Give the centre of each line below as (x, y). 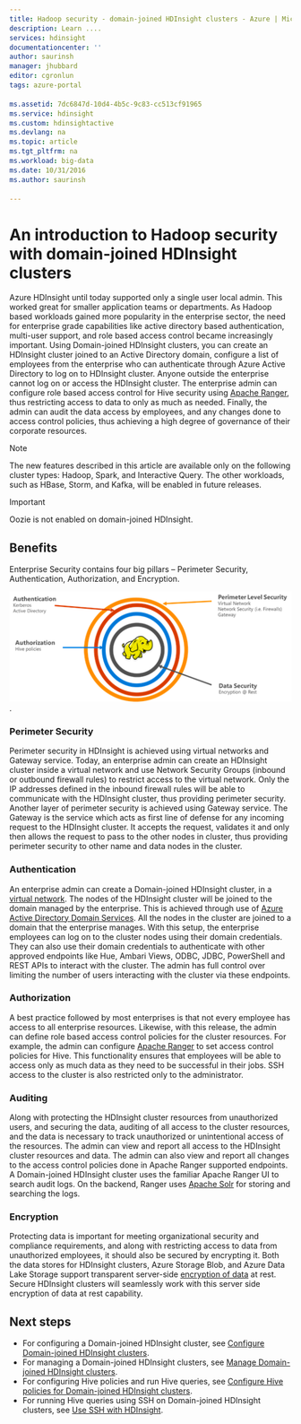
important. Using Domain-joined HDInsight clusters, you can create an (139, 345)
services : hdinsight (48, 38)
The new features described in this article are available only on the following (150, 465)
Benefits (34, 547)
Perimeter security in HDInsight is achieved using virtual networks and (139, 751)
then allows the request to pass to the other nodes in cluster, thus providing (149, 837)
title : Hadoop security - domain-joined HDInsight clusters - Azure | (144, 19)
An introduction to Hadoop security (144, 234)
